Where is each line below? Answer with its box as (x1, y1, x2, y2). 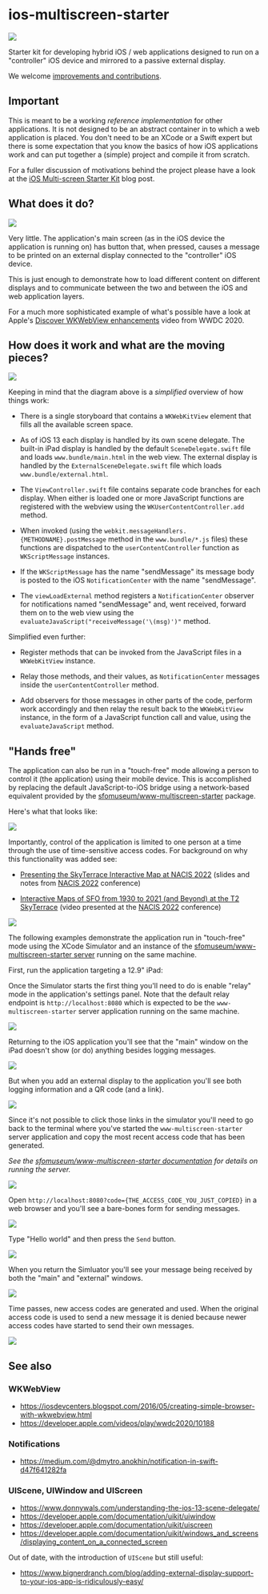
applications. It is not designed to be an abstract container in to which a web (8, 124, 260, 134)
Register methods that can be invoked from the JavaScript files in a (19, 647, 242, 658)
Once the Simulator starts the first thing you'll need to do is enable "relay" (8, 981, 252, 991)
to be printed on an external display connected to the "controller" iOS (8, 250, 237, 260)
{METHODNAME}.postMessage (19, 536, 106, 544)
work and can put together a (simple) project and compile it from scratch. (8, 150, 250, 159)
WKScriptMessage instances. (19, 551, 110, 562)
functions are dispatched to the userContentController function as (19, 543, 240, 553)
